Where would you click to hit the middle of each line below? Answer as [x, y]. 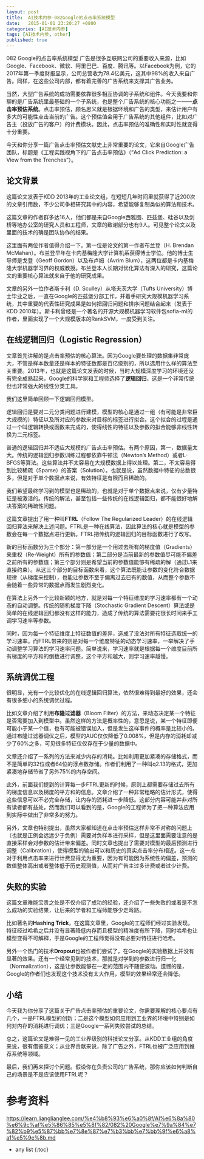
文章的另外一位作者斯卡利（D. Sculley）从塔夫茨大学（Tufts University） [97, 288]
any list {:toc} [32, 1149]
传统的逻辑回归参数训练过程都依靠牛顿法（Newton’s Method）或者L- [102, 455]
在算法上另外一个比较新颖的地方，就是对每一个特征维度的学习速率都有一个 [99, 597]
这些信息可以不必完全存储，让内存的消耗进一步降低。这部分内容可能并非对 [99, 800]
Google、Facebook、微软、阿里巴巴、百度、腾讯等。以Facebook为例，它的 [101, 66]
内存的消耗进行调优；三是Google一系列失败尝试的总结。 [87, 1026]
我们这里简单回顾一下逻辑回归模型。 [52, 399]
